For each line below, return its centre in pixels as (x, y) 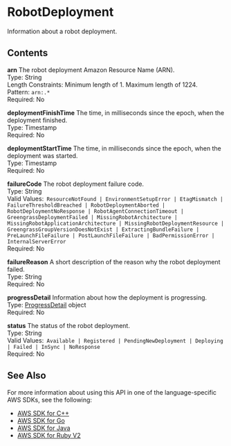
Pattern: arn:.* (29, 92)
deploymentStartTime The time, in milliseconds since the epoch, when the (114, 148)
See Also (27, 376)
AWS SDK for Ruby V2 (49, 435)
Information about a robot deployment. (62, 31)
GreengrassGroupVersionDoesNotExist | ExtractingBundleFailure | (103, 230)
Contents (28, 53)
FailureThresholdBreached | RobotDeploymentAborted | (86, 205)
